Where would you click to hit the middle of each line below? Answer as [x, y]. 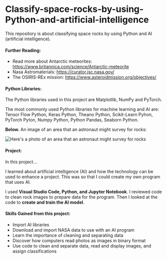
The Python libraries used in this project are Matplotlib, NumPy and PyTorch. [84, 100]
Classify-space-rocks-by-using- [74, 9]
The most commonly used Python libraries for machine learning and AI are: [82, 109]
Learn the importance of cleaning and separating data [68, 235]
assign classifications [34, 251]
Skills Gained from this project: [38, 214]
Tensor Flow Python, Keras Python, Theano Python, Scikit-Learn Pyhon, [79, 115]
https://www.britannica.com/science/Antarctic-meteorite [71, 67]
